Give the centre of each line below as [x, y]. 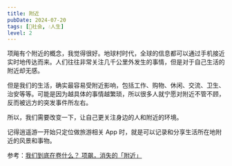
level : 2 [20, 33]
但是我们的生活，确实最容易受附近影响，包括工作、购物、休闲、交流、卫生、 [116, 85]
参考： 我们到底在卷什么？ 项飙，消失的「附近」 [75, 156]
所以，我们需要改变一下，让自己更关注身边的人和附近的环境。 [95, 118]
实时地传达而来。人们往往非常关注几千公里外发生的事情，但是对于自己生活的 [116, 62]
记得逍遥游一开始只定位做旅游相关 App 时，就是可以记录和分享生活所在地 [112, 132]
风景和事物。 [37, 141]
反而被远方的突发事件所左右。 [49, 103]
